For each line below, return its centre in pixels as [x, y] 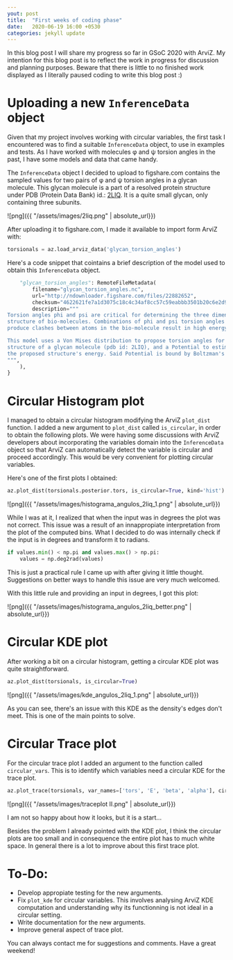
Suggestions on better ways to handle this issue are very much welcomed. [114, 579]
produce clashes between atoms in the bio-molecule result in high [107, 328]
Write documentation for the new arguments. [81, 922]
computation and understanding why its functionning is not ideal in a [115, 908]
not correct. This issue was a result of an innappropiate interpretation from [114, 525]
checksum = [46, 302]
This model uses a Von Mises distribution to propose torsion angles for [116, 341]
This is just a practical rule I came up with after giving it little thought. [106, 572]
